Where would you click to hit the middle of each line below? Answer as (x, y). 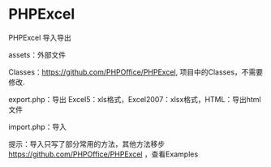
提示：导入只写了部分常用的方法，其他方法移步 (86, 143)
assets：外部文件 (37, 54)
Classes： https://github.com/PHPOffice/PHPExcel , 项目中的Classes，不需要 (136, 72)
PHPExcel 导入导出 (40, 37)
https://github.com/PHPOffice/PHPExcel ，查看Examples (103, 154)
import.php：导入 (38, 126)
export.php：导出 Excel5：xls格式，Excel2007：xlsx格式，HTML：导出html (135, 99)
